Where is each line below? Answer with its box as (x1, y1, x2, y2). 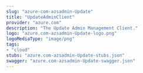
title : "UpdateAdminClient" (6, 14, 75, 20)
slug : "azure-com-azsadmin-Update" (6, 8, 94, 15)
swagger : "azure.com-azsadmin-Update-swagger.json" (6, 58, 135, 64)
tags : (6, 42, 19, 48)
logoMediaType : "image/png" (6, 36, 75, 42)
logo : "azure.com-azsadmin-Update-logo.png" (6, 31, 117, 36)
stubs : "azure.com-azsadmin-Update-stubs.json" (6, 52, 125, 58)
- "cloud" (6, 47, 31, 53)
